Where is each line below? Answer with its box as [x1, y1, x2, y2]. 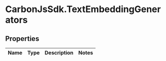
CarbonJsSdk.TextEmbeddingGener [5, 4, 161, 15]
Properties [5, 34, 39, 43]
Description [45, 49, 73, 56]
